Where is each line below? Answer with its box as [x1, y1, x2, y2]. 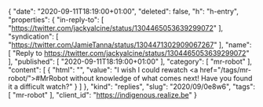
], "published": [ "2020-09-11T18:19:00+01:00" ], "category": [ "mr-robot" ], [8, 57, 253, 66]
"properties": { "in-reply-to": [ [8, 15, 104, 24]
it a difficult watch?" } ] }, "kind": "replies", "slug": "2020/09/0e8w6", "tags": [8, 82, 255, 91]
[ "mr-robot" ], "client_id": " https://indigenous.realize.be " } [8, 90, 198, 99]
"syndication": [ [8, 31, 59, 41]
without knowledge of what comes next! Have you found [69, 74, 253, 83]
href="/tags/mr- [199, 65, 251, 74]
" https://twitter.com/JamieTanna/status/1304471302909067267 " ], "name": [8, 40, 252, 50]
